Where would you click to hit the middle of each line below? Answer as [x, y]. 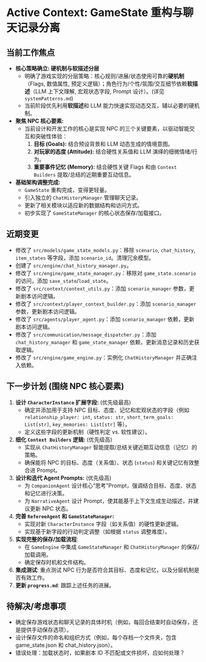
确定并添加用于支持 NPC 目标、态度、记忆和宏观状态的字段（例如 [107, 410]
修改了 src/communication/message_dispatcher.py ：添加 [86, 334]
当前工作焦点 [31, 52]
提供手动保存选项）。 [46, 630]
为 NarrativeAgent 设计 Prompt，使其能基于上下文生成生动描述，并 [109, 501]
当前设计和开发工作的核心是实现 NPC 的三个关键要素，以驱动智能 [107, 129]
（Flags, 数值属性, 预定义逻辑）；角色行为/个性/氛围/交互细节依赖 [106, 84]
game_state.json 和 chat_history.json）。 [66, 645]
